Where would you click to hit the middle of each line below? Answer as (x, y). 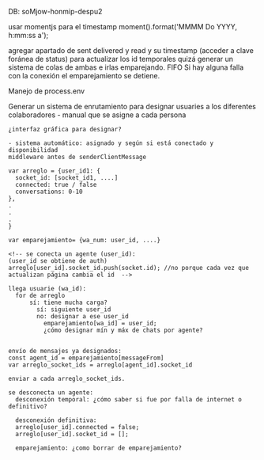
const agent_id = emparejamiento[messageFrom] (86, 358)
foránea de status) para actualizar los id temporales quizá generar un (121, 59)
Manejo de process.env (47, 91)
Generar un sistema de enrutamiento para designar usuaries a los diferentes (132, 106)
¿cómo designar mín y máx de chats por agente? (123, 330)
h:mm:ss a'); (28, 35)
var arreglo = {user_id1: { (55, 171)
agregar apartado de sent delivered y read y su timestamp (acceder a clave (131, 50)
